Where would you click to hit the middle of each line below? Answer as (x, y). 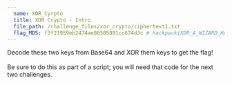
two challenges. (30, 75)
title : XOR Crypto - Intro (52, 20)
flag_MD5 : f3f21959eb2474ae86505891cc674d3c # (81, 33)
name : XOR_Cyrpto (38, 13)
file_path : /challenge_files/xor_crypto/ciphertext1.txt (97, 26)
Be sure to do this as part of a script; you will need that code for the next (110, 67)
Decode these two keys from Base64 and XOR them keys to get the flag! (110, 53)
